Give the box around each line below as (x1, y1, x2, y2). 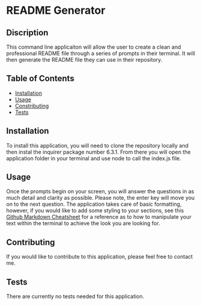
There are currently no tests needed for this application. (6, 293, 145, 300)
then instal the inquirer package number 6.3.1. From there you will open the (6, 148, 191, 155)
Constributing (14, 102, 49, 109)
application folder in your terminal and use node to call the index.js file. (6, 154, 181, 162)
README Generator (6, 4, 106, 17)
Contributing (6, 237, 55, 247)
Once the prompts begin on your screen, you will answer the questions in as (6, 188, 194, 195)
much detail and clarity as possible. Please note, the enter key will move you (6, 194, 195, 202)
